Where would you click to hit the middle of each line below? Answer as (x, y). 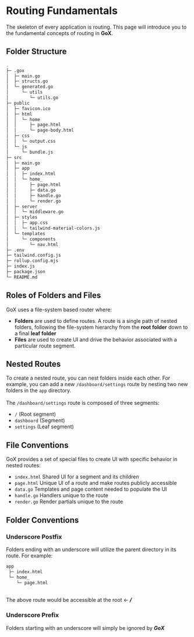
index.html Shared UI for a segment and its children (77, 477)
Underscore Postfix (34, 536)
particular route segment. (45, 346)
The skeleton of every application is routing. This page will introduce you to (96, 27)
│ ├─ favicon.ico (28, 109)
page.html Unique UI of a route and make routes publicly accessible (96, 483)
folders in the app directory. (39, 391)
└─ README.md (22, 277)
